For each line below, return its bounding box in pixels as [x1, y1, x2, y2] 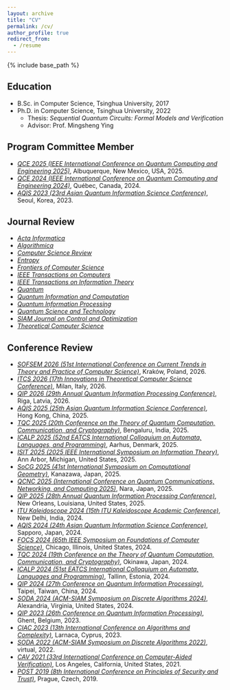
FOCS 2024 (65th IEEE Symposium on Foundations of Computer [16, 536, 200, 544]
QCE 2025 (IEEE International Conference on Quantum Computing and [16, 159, 218, 167]
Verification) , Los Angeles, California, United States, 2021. [16, 660, 182, 669]
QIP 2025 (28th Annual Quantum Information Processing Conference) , [16, 492, 217, 500]
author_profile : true [7, 29, 69, 36]
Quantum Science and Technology [16, 307, 116, 315]
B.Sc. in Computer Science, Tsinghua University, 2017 [16, 99, 170, 107]
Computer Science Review [16, 249, 93, 257]
